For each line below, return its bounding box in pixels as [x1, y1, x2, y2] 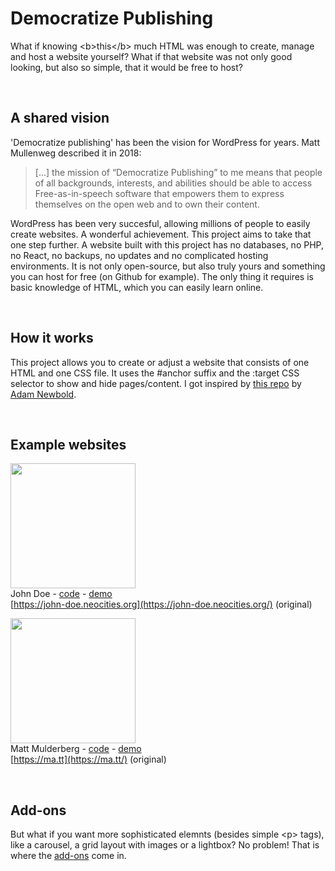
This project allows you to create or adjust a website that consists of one [10, 356, 310, 368]
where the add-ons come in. [10, 850, 127, 862]
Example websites [10, 436, 127, 453]
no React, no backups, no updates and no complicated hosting [10, 249, 269, 261]
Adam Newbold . [10, 388, 77, 400]
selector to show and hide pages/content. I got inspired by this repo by [10, 377, 302, 389]
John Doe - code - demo [10, 588, 113, 600]
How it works [10, 330, 94, 347]
